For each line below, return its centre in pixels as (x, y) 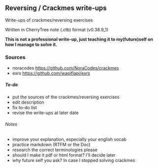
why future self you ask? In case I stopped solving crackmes (74, 161)
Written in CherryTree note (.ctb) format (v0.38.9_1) (57, 30)
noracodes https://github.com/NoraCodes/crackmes (65, 68)
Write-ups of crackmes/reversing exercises (49, 20)
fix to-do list (24, 108)
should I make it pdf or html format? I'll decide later (64, 155)
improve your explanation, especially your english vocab (69, 139)
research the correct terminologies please (55, 150)
